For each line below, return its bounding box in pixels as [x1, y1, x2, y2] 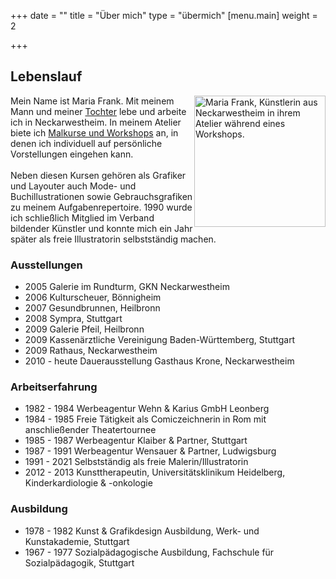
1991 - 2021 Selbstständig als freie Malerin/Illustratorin [24, 456, 249, 468]
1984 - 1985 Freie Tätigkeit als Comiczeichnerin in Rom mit [24, 413, 267, 425]
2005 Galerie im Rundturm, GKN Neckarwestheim [24, 281, 230, 293]
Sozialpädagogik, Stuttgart [24, 556, 135, 569]
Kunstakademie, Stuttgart [24, 535, 130, 547]
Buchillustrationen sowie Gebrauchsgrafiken [10, 190, 193, 202]
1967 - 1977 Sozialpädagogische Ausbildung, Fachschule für [24, 546, 275, 558]
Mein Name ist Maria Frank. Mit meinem [10, 95, 175, 107]
